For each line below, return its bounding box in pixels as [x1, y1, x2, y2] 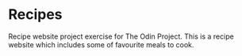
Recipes [8, 6, 63, 24]
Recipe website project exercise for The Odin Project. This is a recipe [8, 32, 234, 41]
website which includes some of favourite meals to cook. [8, 39, 194, 49]
